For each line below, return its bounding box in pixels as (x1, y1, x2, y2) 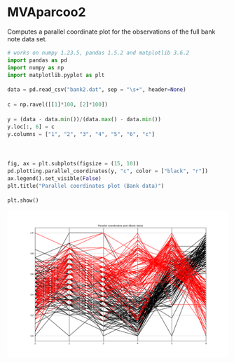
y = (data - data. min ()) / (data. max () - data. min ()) (7, 116, 161, 123)
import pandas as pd (7, 57, 68, 64)
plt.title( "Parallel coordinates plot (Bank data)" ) (7, 182, 165, 189)
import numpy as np (7, 64, 64, 71)
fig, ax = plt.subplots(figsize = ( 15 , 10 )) (7, 160, 139, 167)
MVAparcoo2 (7, 4, 86, 20)
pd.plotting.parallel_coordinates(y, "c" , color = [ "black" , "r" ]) (7, 167, 209, 174)
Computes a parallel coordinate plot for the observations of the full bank (7, 27, 216, 36)
